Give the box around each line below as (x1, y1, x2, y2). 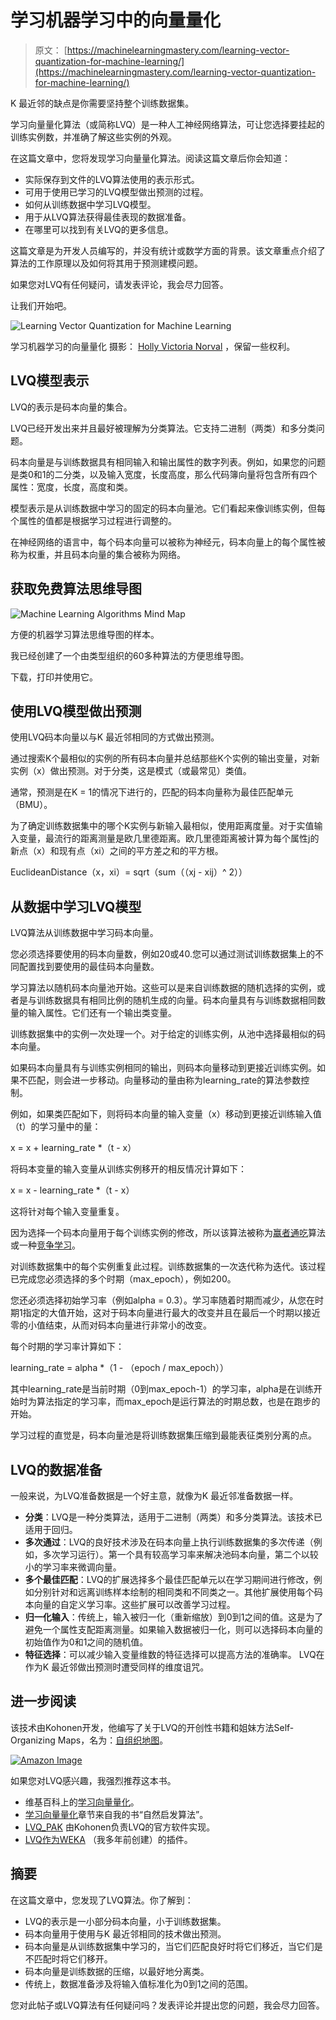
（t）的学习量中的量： (10, 1121, 102, 1133)
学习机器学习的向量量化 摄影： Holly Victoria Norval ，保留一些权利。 (10, 340, 296, 352)
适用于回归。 (24, 1524, 78, 1535)
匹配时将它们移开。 (33, 1952, 113, 1965)
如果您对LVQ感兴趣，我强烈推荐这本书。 (10, 1774, 177, 1786)
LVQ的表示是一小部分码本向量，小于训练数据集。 (24, 1915, 227, 1927)
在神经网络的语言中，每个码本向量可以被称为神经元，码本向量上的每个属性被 (10, 536, 326, 548)
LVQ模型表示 (10, 372, 90, 390)
